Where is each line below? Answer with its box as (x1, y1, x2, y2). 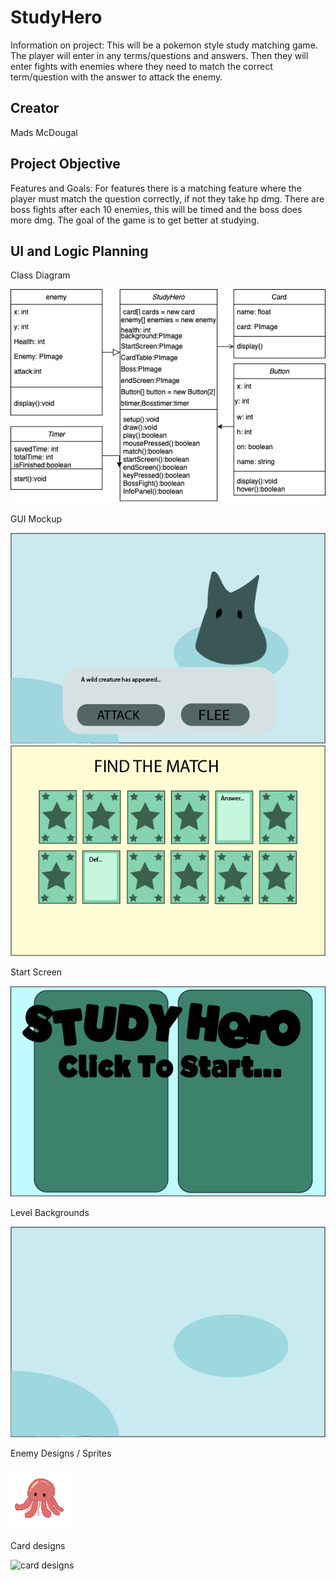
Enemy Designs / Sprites (10, 1447, 112, 1459)
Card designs (10, 1539, 66, 1551)
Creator (10, 100, 60, 117)
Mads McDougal (10, 126, 78, 138)
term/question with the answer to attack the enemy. (10, 71, 223, 83)
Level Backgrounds (10, 1207, 90, 1219)
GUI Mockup (10, 513, 63, 525)
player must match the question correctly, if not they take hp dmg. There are (10, 192, 325, 205)
